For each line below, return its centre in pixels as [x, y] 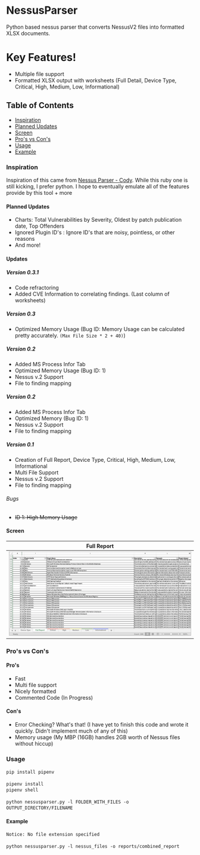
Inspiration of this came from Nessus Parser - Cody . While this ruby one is [97, 180]
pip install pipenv [30, 772]
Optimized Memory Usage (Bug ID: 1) [60, 370]
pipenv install [25, 784]
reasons [25, 239]
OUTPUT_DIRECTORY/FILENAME [40, 808]
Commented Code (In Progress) [54, 697]
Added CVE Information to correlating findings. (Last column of [92, 294]
